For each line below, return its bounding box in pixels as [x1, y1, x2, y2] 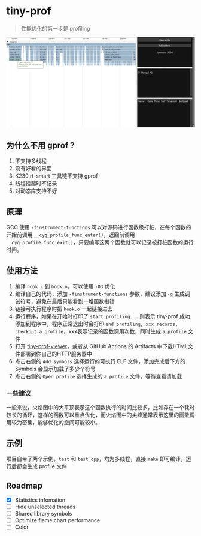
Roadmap [6, 480, 43, 490]
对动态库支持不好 [14, 187, 57, 194]
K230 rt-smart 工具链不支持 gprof [14, 172, 98, 179]
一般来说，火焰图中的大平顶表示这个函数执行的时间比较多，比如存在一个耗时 [6, 404, 195, 411]
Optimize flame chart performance [14, 517, 100, 524]
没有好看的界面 [14, 165, 52, 172]
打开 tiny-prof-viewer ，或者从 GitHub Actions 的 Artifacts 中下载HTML [14, 343, 188, 350]
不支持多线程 [14, 157, 47, 164]
